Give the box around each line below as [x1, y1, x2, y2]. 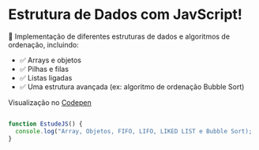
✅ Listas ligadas [19, 73, 73, 82]
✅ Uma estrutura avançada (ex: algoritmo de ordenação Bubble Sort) [19, 81, 245, 92]
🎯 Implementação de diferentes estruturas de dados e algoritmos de [8, 32, 231, 41]
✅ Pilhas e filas [19, 64, 69, 73]
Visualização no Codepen [8, 97, 92, 107]
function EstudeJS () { [8, 120, 83, 128]
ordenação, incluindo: [8, 39, 79, 49]
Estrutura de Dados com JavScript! [8, 6, 242, 24]
